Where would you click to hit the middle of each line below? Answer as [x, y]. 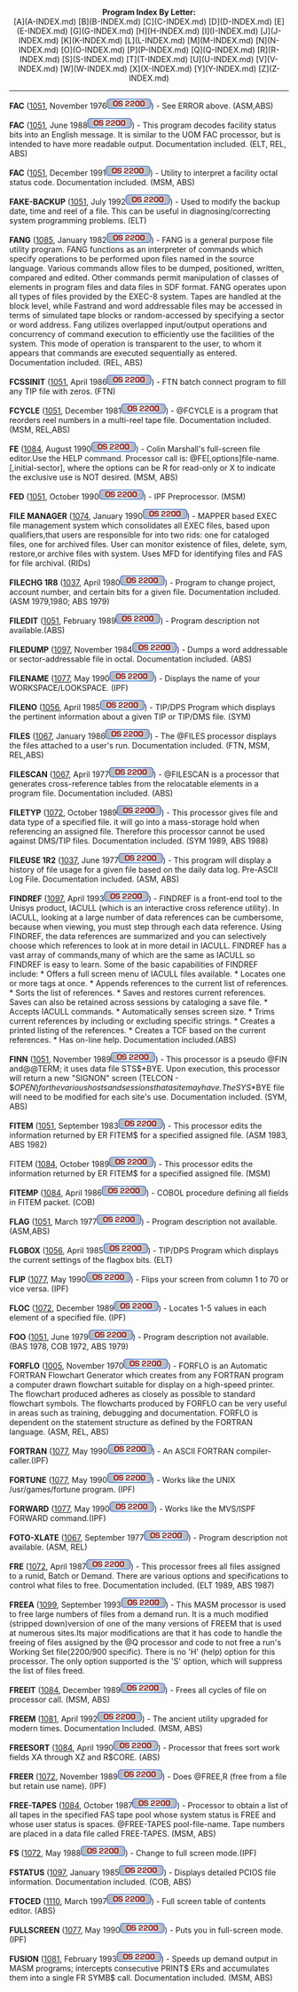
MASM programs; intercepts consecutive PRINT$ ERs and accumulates [139, 1968]
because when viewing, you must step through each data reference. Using [145, 927]
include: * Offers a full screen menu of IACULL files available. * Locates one [148, 974]
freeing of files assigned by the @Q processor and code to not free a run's [145, 1642]
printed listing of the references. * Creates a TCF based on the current [137, 1030]
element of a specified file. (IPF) [68, 1318]
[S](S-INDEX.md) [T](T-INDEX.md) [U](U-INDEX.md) [158, 59]
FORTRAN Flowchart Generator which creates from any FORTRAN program [146, 1375]
